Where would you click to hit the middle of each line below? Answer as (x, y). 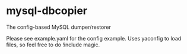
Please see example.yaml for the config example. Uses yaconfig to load (94, 38)
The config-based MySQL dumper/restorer (59, 27)
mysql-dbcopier (47, 11)
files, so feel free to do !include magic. (53, 45)
